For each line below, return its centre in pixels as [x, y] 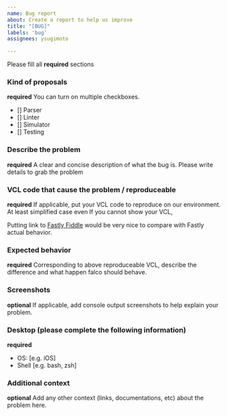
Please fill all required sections [51, 64]
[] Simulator [34, 125]
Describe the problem [44, 150]
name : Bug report [32, 13]
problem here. [27, 405]
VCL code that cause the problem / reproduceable [92, 190]
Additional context [39, 382]
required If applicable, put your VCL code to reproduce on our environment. [114, 205]
